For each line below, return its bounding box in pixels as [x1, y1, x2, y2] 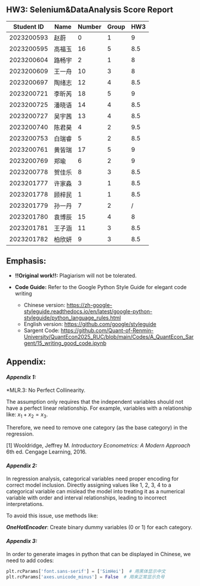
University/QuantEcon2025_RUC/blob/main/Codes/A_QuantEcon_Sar [23, 333, 194, 340]
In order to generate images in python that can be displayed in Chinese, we [6, 551, 191, 558]
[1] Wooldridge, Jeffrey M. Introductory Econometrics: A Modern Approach [6, 442, 190, 449]
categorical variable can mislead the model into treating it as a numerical [6, 488, 185, 495]
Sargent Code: [23, 327, 60, 334]
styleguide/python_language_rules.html [23, 314, 121, 321]
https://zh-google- [66, 301, 112, 308]
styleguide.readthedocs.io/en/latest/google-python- [23, 308, 153, 315]
